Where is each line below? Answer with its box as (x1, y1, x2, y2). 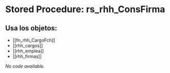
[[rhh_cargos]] (12, 43, 43, 49)
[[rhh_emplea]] (12, 48, 44, 54)
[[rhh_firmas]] (12, 53, 42, 59)
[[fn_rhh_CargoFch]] (12, 37, 55, 43)
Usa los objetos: (5, 24, 57, 32)
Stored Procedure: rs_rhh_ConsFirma (5, 4, 165, 15)
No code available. (5, 63, 45, 69)
